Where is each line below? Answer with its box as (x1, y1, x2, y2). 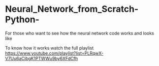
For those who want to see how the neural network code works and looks (5, 30, 154, 36)
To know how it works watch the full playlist (5, 45, 94, 51)
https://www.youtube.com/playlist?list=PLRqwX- (5, 50, 104, 56)
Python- (5, 14, 39, 25)
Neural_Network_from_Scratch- (5, 3, 139, 15)
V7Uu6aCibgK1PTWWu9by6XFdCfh (5, 55, 78, 61)
